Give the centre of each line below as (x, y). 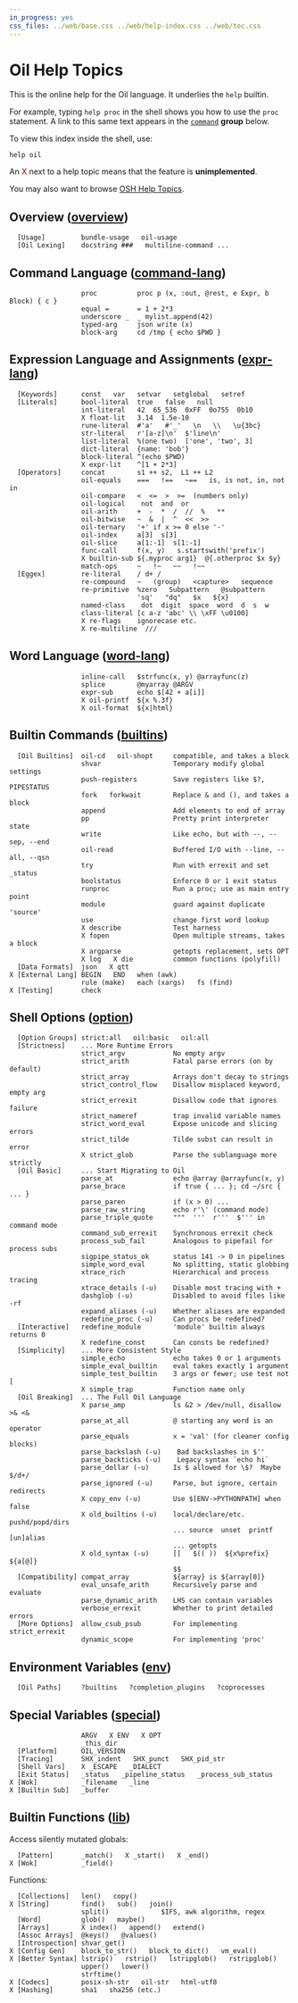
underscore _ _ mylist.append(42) (147, 317)
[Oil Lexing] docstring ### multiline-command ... (123, 246)
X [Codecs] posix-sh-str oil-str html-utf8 (113, 1982)
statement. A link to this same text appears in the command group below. (140, 121)
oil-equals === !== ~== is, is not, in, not (183, 480)
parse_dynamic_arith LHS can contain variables (177, 1601)
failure (24, 1108)
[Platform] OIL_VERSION (71, 1751)
